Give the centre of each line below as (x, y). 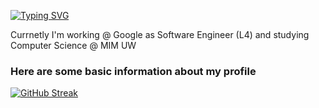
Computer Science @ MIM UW (73, 45)
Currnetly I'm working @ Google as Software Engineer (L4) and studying (160, 34)
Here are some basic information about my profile (133, 71)
